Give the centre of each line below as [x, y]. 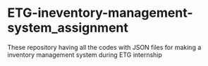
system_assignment [68, 28]
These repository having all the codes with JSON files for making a [104, 47]
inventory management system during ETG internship [85, 55]
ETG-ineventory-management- [100, 13]
